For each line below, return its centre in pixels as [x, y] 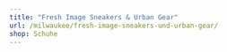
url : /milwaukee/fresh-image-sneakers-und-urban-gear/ [114, 26]
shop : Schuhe [34, 33]
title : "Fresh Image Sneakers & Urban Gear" [94, 17]
